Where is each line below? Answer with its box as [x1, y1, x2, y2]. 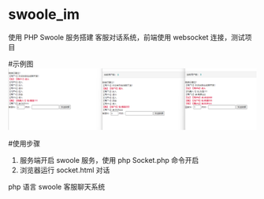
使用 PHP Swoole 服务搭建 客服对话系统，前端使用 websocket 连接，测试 [8, 32, 246, 42]
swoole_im [8, 6, 80, 24]
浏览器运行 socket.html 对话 [19, 165, 110, 175]
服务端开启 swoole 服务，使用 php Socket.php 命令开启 [19, 156, 199, 165]
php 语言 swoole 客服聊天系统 [8, 182, 106, 192]
